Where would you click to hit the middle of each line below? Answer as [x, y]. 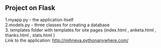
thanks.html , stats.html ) [30, 35]
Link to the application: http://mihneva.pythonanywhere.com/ [67, 40]
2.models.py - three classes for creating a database [57, 25]
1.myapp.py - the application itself [39, 19]
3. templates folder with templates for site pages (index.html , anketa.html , [81, 30]
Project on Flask [30, 8]
